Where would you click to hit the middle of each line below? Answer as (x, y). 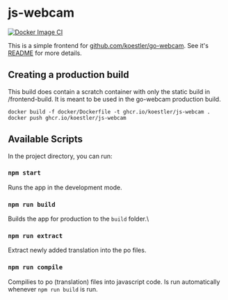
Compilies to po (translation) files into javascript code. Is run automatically (114, 282)
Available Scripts (45, 140)
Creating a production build (68, 75)
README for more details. (45, 53)
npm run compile (35, 267)
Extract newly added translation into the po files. (77, 250)
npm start (24, 173)
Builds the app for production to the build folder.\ (79, 219)
